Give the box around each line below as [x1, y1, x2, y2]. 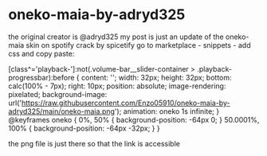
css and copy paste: [8, 49, 75, 58]
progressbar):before [8, 72, 75, 82]
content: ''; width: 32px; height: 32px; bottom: [80, 72, 233, 82]
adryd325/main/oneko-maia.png [8, 106, 116, 116]
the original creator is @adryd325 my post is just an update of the [8, 32, 225, 41]
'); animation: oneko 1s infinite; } [114, 106, 220, 116]
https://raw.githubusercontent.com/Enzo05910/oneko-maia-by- [21, 98, 230, 107]
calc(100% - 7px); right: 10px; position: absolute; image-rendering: [8, 81, 226, 91]
